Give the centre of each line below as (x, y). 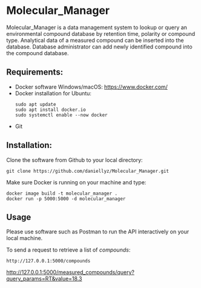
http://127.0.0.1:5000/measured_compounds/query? (71, 272)
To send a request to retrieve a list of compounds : (68, 250)
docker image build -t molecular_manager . (62, 193)
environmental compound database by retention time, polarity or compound (101, 33)
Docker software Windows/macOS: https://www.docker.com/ (91, 87)
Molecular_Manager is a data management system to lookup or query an (97, 27)
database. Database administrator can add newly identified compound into (99, 47)
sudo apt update (35, 104)
